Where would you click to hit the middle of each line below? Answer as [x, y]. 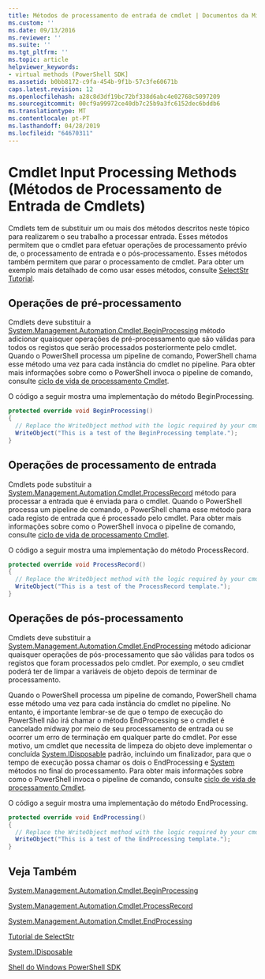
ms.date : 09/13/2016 [42, 30]
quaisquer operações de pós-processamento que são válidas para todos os [131, 655]
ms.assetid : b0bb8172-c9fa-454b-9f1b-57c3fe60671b [93, 82]
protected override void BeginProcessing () [81, 411]
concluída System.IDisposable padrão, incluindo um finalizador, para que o [130, 753]
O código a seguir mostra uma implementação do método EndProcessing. [128, 803]
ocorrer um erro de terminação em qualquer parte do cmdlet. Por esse [123, 737]
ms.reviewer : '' [35, 38]
